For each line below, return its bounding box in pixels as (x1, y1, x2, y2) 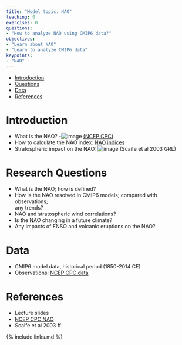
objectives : (6, 36, 35, 42)
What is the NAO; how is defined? (14, 185, 96, 193)
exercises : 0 (6, 19, 38, 25)
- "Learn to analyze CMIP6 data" (6, 47, 88, 53)
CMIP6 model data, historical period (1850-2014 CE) (14, 263, 141, 270)
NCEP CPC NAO (14, 316, 54, 323)
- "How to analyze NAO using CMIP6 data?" (6, 31, 112, 37)
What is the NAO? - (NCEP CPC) (14, 133, 113, 140)
